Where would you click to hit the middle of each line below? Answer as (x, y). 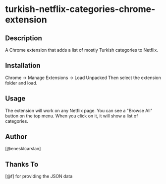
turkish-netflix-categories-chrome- (80, 9)
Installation (23, 66)
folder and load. (21, 83)
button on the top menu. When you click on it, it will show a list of (72, 116)
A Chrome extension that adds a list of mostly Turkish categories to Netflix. (82, 50)
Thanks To (22, 164)
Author (16, 137)
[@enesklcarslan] (23, 149)
